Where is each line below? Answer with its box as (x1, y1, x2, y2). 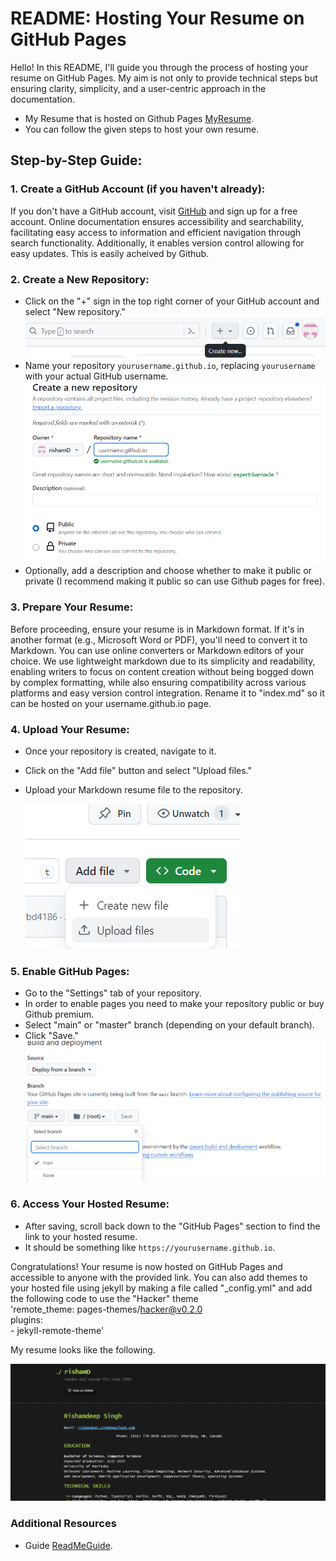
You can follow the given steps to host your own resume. (24, 123, 260, 135)
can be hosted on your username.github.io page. (10, 697, 212, 709)
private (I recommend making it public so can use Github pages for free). (24, 575, 326, 587)
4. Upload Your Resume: (10, 722, 130, 736)
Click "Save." (24, 1030, 79, 1042)
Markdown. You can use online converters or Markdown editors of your (10, 644, 305, 656)
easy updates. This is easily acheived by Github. (10, 247, 210, 259)
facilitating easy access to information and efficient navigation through (10, 226, 302, 238)
